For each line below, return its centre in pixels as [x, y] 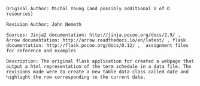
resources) [20, 14]
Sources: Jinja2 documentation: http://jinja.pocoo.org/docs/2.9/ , [93, 35]
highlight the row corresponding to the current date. [76, 77]
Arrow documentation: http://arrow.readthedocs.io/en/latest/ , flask [96, 40]
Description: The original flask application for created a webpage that [100, 61]
